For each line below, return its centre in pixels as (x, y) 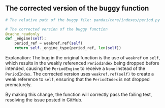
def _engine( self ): (26, 39)
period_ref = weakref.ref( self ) (48, 43)
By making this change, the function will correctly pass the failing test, (79, 95)
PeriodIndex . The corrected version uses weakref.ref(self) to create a (79, 74)
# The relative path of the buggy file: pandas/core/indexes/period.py (82, 20)
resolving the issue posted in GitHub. (44, 100)
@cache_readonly (22, 34)
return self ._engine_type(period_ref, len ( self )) (68, 48)
